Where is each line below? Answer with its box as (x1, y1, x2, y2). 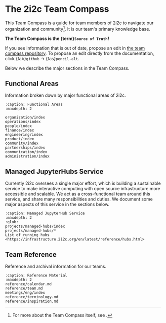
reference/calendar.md (5, 282, 52, 287)
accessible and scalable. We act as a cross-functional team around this (5, 191, 151, 197)
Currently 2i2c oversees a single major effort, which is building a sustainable (5, 180, 161, 186)
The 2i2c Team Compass (5, 3, 110, 15)
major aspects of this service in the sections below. (5, 202, 110, 207)
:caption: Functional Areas (5, 102, 63, 107)
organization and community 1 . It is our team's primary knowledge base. (5, 25, 151, 32)
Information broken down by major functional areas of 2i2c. (5, 92, 126, 98)
